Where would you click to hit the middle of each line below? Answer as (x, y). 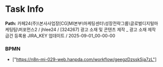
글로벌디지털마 (144, 23)
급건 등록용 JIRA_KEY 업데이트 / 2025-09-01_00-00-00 (60, 35)
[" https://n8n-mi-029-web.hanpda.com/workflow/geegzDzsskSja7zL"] (84, 60)
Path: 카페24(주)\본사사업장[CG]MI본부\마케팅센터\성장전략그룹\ (68, 23)
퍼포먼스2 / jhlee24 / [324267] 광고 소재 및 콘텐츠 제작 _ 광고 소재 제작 (87, 29)
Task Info (24, 9)
